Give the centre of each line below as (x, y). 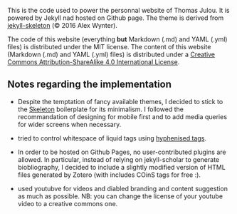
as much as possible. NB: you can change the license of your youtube (120, 196)
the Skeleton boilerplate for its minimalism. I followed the (100, 109)
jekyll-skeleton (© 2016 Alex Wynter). (62, 25)
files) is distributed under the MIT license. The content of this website (109, 47)
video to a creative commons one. (68, 203)
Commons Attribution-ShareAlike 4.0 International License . (94, 62)
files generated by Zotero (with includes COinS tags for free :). (109, 175)
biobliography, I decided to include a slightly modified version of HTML (121, 167)
